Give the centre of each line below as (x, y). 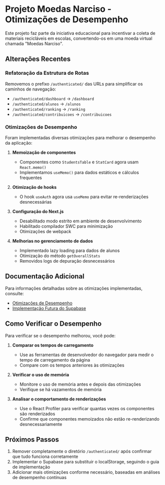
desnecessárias (36, 202)
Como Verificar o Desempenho (53, 324)
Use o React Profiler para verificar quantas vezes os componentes (87, 408)
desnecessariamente (41, 424)
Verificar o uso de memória (41, 374)
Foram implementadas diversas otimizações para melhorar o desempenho (81, 137)
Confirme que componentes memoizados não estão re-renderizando (89, 419)
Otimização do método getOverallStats (60, 256)
